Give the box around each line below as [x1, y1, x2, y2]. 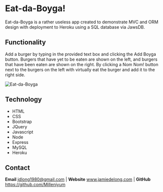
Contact [5, 163, 30, 172]
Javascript [12, 129, 34, 135]
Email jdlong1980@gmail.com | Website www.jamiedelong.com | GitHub [5, 176, 151, 182]
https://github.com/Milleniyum [5, 182, 66, 188]
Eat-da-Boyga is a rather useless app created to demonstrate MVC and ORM [5, 19, 159, 25]
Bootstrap [12, 119, 32, 124]
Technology [5, 95, 42, 104]
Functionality [5, 38, 46, 47]
